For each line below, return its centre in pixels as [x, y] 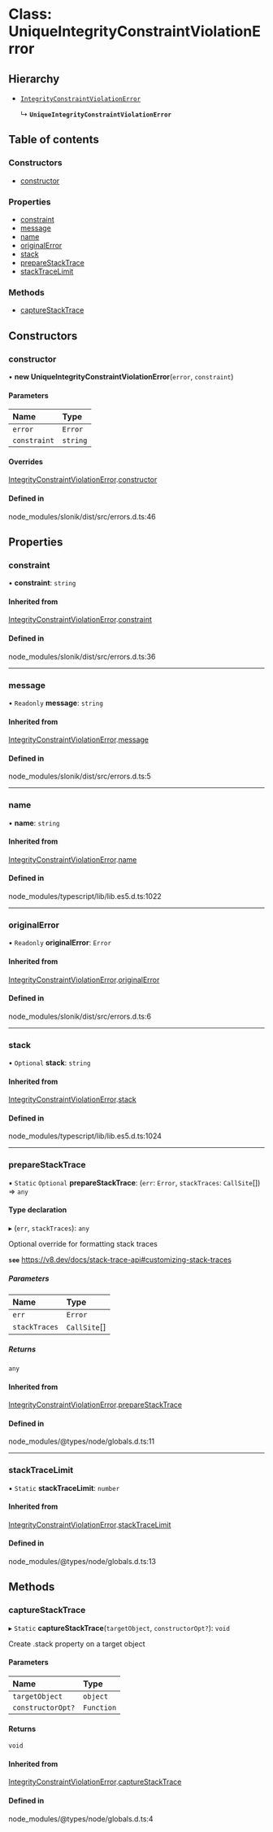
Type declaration [38, 1210]
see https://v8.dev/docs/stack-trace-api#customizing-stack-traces [120, 1260]
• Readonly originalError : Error [60, 943]
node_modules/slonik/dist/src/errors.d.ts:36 [82, 656]
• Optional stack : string [50, 1063]
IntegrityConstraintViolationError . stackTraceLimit [90, 1524]
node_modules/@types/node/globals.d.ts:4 [81, 1819]
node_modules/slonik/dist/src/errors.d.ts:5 [80, 776]
